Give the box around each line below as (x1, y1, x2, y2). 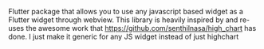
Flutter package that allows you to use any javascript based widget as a (8, 7, 243, 16)
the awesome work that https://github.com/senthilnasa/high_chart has (26, 24, 257, 32)
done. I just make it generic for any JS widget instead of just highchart (8, 32, 239, 41)
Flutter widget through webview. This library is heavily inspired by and (8, 15, 238, 24)
